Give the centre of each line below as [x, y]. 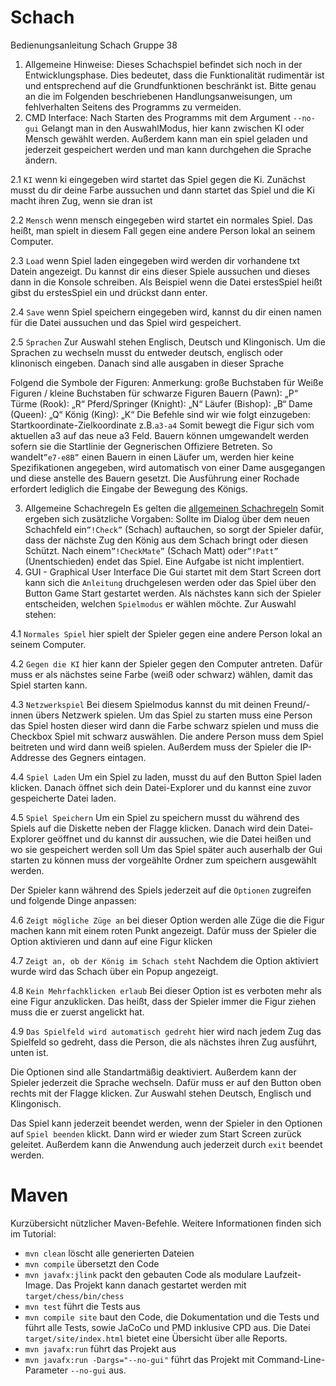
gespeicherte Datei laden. [63, 798]
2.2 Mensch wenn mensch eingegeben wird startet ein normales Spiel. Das [162, 220]
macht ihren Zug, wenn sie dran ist [81, 200]
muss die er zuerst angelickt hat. [77, 1012]
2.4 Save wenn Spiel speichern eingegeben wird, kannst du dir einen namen [166, 312]
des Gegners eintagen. [99, 757]
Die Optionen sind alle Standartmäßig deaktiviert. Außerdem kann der [153, 1072]
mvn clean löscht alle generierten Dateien [109, 1253]
